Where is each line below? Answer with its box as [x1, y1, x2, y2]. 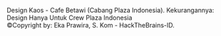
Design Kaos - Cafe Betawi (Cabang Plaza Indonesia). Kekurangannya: [6, 6, 215, 14]
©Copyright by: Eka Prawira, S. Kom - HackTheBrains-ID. [6, 21, 175, 29]
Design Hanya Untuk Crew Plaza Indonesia [6, 13, 133, 22]
